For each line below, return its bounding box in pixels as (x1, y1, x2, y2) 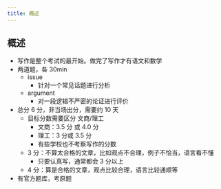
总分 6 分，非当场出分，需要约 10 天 (17, 106, 119, 114)
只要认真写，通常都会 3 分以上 (37, 157, 124, 166)
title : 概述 (7, 10, 39, 17)
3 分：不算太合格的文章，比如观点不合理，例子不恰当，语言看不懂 (27, 148, 215, 157)
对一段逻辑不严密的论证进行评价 (37, 97, 129, 105)
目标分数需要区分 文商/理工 (27, 114, 105, 122)
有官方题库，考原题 (17, 175, 72, 183)
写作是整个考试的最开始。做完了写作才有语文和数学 (17, 56, 162, 65)
